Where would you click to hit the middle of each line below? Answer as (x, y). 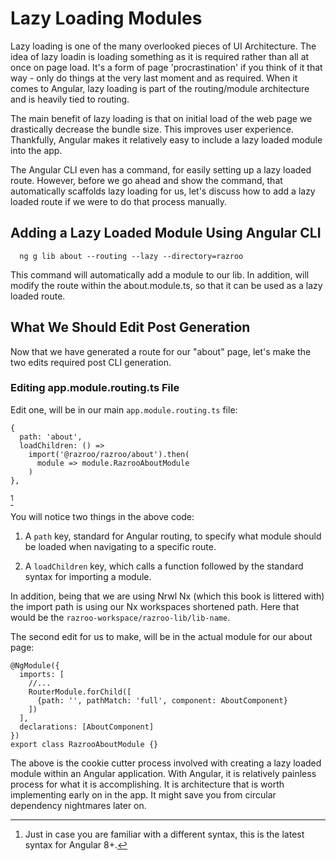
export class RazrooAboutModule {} (84, 744)
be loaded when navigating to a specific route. (120, 546)
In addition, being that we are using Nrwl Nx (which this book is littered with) (167, 596)
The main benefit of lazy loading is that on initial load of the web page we (161, 118)
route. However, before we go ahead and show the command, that (146, 180)
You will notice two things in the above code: (102, 516)
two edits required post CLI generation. (91, 362)
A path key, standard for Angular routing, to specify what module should (173, 536)
